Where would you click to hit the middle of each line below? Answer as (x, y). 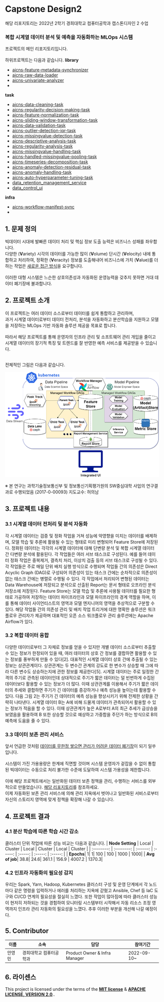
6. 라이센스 (21, 977)
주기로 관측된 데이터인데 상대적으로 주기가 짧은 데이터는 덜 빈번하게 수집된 (84, 677)
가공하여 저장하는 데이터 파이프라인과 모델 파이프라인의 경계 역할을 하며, (82, 597)
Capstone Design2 (43, 9)
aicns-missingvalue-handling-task (47, 152)
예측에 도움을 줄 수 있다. (28, 720)
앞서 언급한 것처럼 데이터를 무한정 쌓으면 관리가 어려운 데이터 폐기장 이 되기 (76, 746)
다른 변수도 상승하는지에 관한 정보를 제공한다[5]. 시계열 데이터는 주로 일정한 (82, 671)
